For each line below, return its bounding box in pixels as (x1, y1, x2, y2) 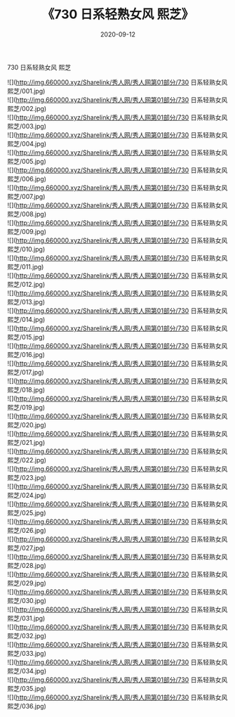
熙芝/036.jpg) (7, 702, 47, 710)
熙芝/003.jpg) (7, 122, 47, 130)
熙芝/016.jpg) (7, 350, 46, 358)
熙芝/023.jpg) (7, 473, 47, 482)
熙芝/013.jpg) (7, 297, 46, 306)
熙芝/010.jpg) (7, 245, 46, 253)
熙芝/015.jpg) (7, 332, 46, 341)
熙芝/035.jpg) (7, 684, 47, 692)
